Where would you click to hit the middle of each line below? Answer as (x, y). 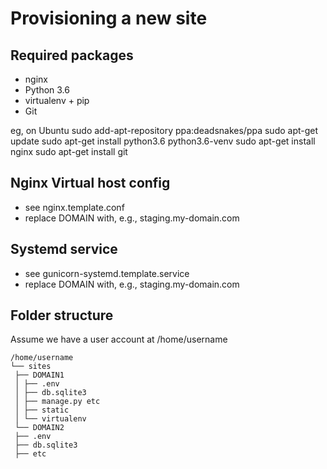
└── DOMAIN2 (39, 428)
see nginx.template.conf (74, 207)
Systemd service (64, 249)
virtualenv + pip (57, 100)
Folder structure (62, 315)
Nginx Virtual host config (90, 183)
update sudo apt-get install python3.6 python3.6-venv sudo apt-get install (163, 141)
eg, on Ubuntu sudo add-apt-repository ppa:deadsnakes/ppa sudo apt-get (164, 130)
